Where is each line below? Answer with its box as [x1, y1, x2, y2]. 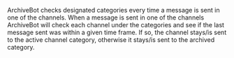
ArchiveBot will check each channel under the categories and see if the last [7, 21, 225, 29]
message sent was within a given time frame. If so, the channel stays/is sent [7, 28, 227, 36]
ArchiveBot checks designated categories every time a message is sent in [7, 6, 220, 14]
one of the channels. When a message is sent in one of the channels [7, 13, 205, 22]
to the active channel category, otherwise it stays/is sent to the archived [7, 36, 215, 44]
